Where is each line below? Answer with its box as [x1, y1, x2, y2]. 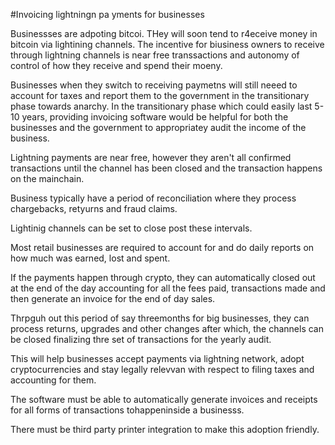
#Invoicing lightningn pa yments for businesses [10, 9, 205, 20]
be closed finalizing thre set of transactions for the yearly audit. [10, 334, 272, 345]
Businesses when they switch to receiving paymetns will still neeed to [10, 79, 298, 91]
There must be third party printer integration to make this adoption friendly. [10, 424, 320, 435]
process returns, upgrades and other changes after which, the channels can [10, 323, 324, 334]
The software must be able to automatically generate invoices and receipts [10, 394, 318, 405]
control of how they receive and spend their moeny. [10, 60, 223, 71]
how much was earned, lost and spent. [10, 252, 171, 264]
